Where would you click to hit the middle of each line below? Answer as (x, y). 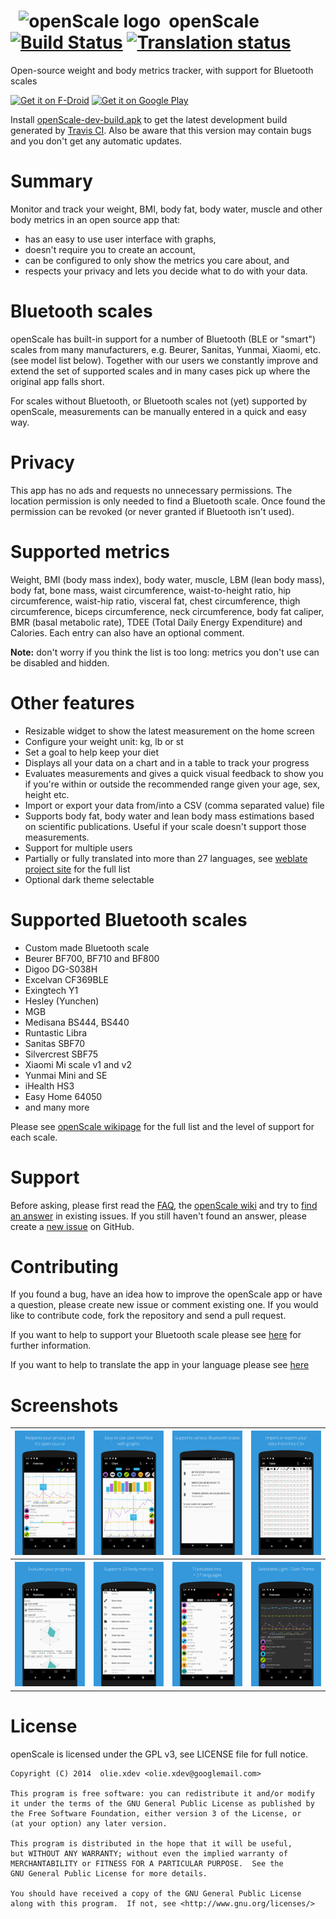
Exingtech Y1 (51, 990)
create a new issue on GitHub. (72, 1226)
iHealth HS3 (49, 1086)
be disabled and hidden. (60, 662)
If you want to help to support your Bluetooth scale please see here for (156, 1335)
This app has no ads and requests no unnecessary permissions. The (151, 490)
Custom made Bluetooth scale (87, 947)
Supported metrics (90, 551)
